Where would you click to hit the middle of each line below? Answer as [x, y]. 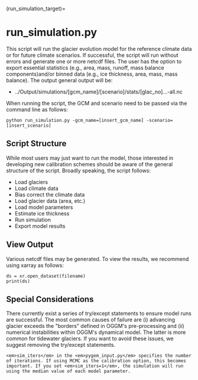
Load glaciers [31, 182]
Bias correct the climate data [50, 194]
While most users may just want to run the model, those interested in [90, 158]
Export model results [40, 226]
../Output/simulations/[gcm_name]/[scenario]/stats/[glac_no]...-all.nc [99, 92]
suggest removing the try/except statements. [61, 345]
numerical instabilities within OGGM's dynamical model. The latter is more [96, 332]
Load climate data [37, 188]
